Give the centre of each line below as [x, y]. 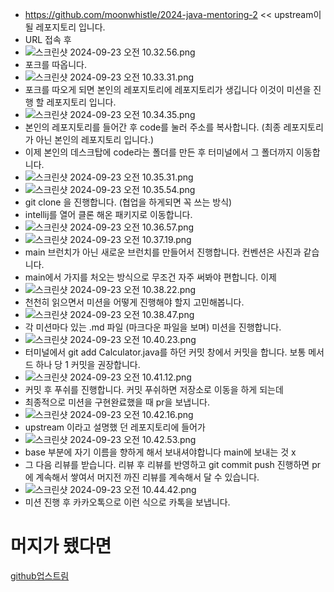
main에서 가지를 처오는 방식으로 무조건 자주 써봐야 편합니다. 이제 [150, 277]
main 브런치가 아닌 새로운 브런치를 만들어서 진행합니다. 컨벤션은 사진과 [163, 252]
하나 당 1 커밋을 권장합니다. [88, 364]
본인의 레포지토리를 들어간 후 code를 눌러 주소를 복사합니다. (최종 [153, 127]
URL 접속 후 [48, 39]
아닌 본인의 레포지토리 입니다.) [95, 139]
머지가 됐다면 [61, 546]
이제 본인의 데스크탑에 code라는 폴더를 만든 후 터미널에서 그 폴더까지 [159, 152]
